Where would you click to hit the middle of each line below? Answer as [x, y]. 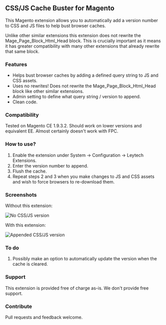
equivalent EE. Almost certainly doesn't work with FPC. [62, 131]
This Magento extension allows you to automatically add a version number [82, 20]
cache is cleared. [30, 264]
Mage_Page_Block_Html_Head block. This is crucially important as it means [83, 41]
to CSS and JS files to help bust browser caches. [55, 26]
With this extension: [25, 225]
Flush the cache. [29, 171]
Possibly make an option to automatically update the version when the [85, 259]
